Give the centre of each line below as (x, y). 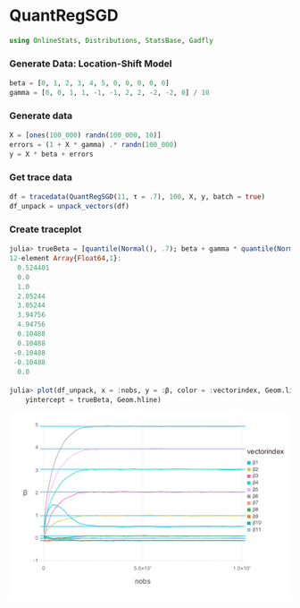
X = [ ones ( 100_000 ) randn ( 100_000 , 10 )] (86, 135)
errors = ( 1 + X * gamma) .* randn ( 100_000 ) (93, 145)
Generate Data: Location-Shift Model (91, 64)
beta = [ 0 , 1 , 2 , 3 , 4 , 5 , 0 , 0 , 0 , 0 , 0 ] (89, 83)
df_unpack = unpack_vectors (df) (69, 206)
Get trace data (41, 177)
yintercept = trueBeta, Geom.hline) (94, 400)
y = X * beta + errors (51, 154)
